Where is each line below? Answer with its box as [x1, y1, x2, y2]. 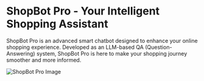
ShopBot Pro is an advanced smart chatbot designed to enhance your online [6, 37, 198, 44]
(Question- [145, 44, 172, 51]
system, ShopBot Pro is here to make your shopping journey [36, 50, 188, 57]
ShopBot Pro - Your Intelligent [6, 4, 160, 18]
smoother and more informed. [6, 56, 82, 63]
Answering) [6, 50, 35, 57]
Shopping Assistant [6, 17, 108, 31]
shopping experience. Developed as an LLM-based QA [6, 44, 144, 51]
